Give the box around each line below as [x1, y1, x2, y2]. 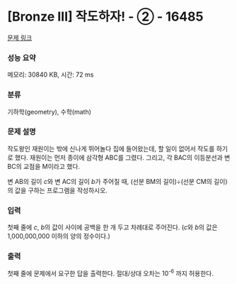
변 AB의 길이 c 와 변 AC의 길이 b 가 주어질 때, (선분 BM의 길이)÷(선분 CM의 [7, 177, 212, 185]
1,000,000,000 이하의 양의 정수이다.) [7, 232, 111, 241]
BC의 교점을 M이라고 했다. [7, 162, 80, 170]
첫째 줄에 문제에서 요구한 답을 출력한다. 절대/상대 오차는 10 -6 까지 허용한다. [7, 268, 214, 278]
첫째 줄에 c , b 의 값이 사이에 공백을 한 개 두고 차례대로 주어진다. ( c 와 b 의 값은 [7, 223, 218, 231]
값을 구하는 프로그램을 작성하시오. [14, 186, 108, 195]
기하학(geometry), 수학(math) [7, 107, 92, 116]
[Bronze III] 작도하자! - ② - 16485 [7, 9, 204, 25]
